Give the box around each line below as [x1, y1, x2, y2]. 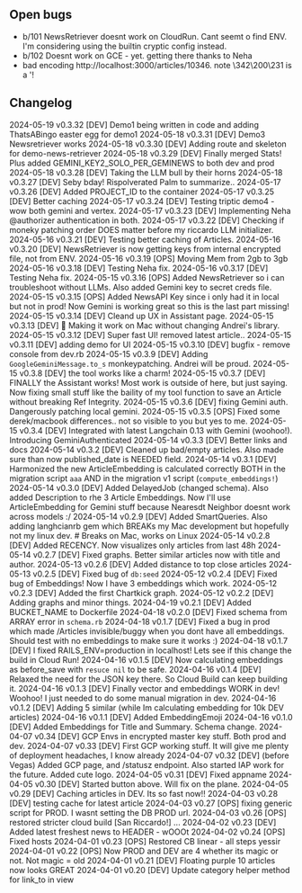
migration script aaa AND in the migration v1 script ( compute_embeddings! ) [9, 472, 279, 484]
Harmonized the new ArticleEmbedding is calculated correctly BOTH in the [9, 463, 286, 474]
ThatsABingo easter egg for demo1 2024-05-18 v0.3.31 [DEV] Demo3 [9, 129, 266, 139]
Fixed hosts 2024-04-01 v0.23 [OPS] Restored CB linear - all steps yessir [9, 835, 281, 846]
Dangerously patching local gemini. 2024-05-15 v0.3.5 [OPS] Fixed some [9, 406, 280, 416]
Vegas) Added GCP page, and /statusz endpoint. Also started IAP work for [9, 759, 285, 770]
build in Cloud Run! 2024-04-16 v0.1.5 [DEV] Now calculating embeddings [9, 654, 283, 665]
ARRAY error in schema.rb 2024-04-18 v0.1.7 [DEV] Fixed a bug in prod [9, 616, 271, 627]
